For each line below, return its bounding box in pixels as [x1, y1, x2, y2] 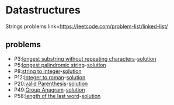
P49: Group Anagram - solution [13, 86, 85, 93]
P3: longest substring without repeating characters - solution [13, 55, 156, 62]
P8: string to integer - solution [13, 68, 82, 75]
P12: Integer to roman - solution [13, 73, 86, 80]
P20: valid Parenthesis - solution [13, 80, 88, 87]
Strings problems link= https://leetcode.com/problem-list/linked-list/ [5, 23, 168, 30]
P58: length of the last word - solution [13, 92, 101, 99]
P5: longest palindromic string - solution [13, 61, 106, 68]
